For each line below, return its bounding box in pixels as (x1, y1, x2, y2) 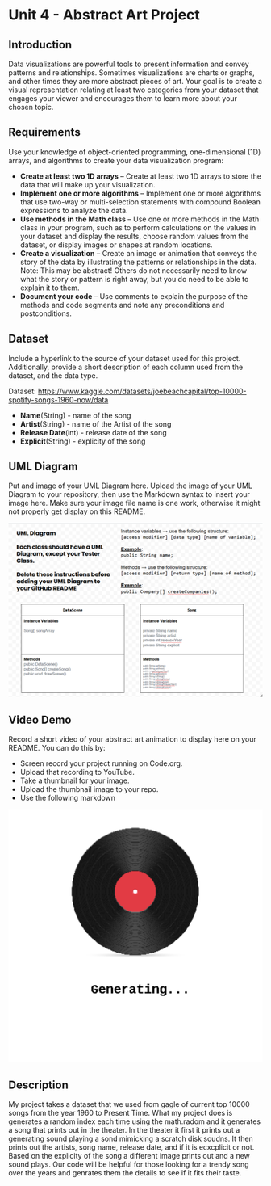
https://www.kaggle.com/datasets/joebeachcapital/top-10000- (37, 386, 248, 396)
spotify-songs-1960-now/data (8, 394, 109, 405)
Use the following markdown (19, 793, 115, 803)
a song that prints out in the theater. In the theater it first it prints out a (8, 1125, 240, 1135)
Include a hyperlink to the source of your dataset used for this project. (8, 353, 241, 363)
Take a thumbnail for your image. (19, 776, 130, 785)
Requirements (8, 125, 81, 139)
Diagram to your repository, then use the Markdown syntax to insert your (8, 490, 250, 499)
